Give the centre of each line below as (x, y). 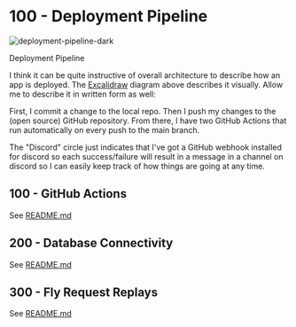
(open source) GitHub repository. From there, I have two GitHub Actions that (148, 121)
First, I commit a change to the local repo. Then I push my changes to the (143, 111)
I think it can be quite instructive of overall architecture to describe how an (145, 75)
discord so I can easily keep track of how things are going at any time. (137, 166)
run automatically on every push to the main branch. (105, 129)
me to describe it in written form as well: (83, 94)
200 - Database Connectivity (91, 243)
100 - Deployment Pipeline (109, 16)
